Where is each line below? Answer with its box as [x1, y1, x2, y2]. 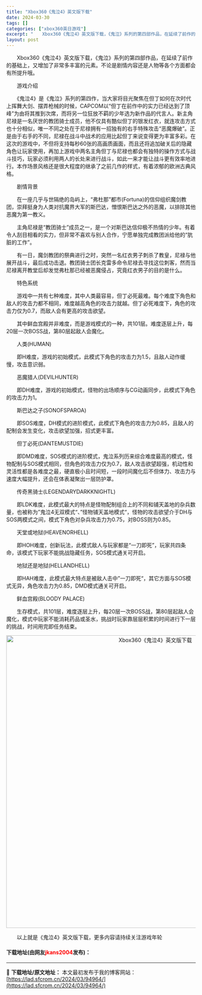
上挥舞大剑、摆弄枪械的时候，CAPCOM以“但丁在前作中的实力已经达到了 [6, 102, 185, 109]
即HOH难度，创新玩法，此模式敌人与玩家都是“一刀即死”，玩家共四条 [16, 542, 186, 548]
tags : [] [6, 20, 28, 26]
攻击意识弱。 [16, 361, 49, 368]
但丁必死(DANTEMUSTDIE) [16, 440, 84, 447]
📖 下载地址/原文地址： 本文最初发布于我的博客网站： [6, 968, 136, 976]
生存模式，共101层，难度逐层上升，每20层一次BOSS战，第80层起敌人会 [16, 608, 194, 615]
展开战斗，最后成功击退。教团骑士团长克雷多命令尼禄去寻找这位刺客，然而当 [6, 259, 196, 266]
